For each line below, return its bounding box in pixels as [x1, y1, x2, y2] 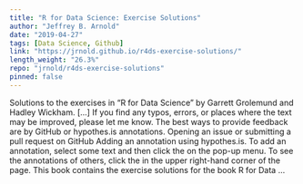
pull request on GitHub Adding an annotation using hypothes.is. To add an [9, 135, 287, 146]
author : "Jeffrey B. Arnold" [9, 22, 120, 31]
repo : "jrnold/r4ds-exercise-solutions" [9, 64, 166, 73]
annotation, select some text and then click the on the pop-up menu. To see [9, 145, 294, 156]
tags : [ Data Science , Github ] [9, 38, 125, 48]
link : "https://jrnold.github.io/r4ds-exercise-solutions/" [9, 47, 243, 56]
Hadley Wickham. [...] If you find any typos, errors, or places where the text [9, 106, 293, 118]
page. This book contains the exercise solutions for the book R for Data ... [9, 164, 286, 175]
